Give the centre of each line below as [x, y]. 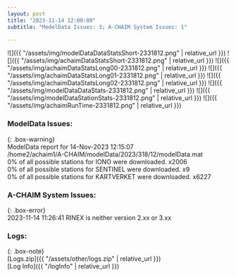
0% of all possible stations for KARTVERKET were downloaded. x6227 [109, 176]
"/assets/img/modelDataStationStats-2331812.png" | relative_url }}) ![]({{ [112, 98]
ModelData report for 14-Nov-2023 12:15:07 [70, 147]
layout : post [26, 14]
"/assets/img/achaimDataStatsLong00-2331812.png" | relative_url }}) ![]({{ [115, 68]
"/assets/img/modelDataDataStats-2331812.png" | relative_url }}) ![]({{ [109, 91]
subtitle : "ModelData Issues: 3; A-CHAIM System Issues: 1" [98, 27]
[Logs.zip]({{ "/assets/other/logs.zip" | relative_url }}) [84, 259]
